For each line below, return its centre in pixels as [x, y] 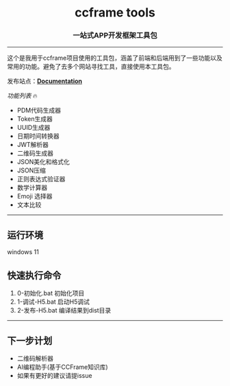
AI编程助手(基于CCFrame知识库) [62, 367]
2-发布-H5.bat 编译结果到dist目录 [64, 310]
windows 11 [23, 252]
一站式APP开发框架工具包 [115, 36]
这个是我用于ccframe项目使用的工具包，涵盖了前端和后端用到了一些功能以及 [115, 58]
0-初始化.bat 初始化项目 [51, 293]
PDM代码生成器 [39, 111]
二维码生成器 [35, 153]
